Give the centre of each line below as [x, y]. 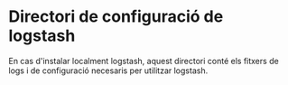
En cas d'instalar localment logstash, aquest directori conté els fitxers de [144, 61]
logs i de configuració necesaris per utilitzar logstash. [108, 71]
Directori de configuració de [116, 17]
